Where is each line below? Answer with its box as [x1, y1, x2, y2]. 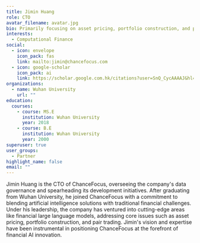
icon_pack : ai [17, 70, 52, 76]
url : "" [17, 92, 36, 98]
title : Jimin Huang [6, 8, 55, 15]
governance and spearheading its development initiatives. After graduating [6, 187, 190, 194]
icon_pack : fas [17, 53, 55, 59]
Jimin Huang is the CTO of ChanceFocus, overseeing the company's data [6, 180, 186, 188]
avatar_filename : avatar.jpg [6, 20, 79, 26]
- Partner [11, 153, 36, 159]
